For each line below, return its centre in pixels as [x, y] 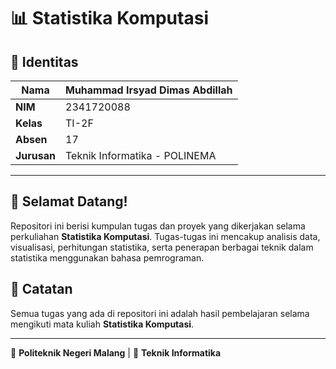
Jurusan [35, 155]
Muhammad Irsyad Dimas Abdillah [149, 90]
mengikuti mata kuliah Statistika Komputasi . [102, 324]
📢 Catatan [41, 289]
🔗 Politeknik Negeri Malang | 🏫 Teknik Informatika [116, 352]
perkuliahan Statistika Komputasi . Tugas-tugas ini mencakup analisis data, [165, 236]
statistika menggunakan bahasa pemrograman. [107, 257]
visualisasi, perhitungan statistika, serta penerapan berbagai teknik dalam [162, 247]
